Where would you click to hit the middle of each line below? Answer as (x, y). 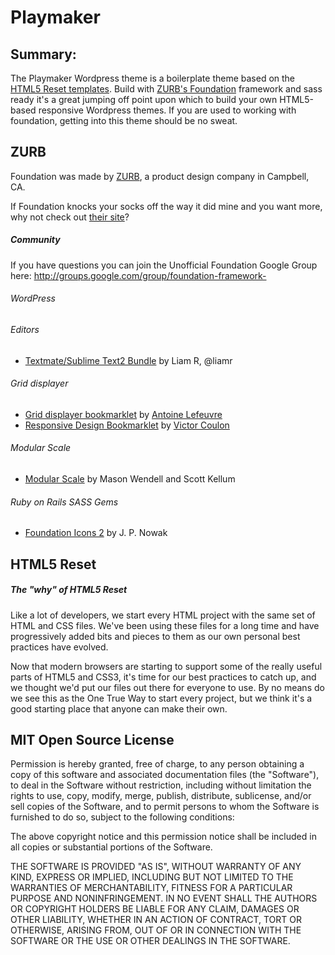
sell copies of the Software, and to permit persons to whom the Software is (165, 807)
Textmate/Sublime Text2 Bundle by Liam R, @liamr (128, 360)
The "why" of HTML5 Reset (69, 590)
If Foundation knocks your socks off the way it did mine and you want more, (166, 206)
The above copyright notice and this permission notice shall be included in (163, 837)
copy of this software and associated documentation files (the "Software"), (165, 775)
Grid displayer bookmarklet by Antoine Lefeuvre (123, 414)
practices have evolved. (59, 647)
